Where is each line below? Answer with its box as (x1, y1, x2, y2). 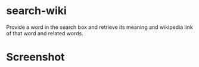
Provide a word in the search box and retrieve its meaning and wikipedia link (6, 24, 194, 31)
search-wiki (6, 4, 67, 18)
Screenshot (6, 51, 65, 64)
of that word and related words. (6, 29, 83, 36)
